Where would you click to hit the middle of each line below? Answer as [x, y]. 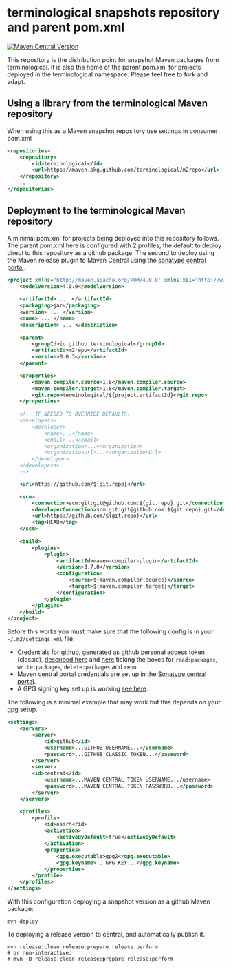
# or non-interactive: [40, 953]
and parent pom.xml [66, 27]
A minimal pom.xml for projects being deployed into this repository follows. [113, 238]
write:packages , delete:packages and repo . [78, 667]
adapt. [16, 81]
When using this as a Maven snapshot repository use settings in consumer [113, 131]
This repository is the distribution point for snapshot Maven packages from [113, 59]
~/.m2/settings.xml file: [41, 639]
